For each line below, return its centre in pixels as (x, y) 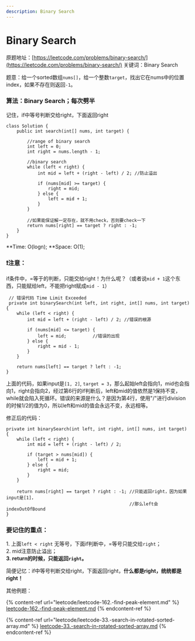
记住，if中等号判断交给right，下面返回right (57, 115)
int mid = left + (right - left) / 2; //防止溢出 (97, 173)
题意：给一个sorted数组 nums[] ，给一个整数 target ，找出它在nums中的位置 (95, 77)
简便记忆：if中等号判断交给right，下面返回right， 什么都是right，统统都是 (94, 571)
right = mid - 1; (59, 347)
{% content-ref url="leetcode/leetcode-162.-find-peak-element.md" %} (93, 602)
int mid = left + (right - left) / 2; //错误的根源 (89, 320)
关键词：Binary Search (151, 64)
